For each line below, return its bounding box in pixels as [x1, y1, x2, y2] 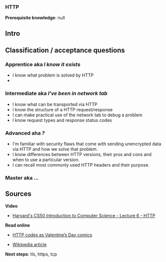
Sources [5, 190, 32, 198]
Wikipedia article [12, 241, 47, 247]
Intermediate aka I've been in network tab [5, 90, 108, 97]
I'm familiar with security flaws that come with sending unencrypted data [12, 141, 162, 147]
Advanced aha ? [5, 129, 45, 136]
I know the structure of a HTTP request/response [12, 106, 113, 112]
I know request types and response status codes [12, 117, 112, 123]
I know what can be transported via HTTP [12, 101, 98, 107]
